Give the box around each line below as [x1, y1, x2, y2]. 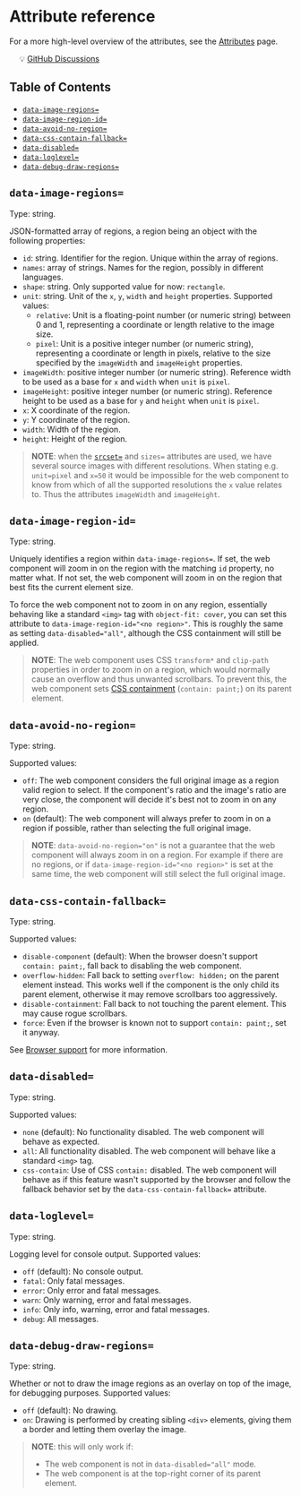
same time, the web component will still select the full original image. [30, 869, 286, 880]
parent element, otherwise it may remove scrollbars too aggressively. [21, 989, 278, 1000]
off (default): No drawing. [21, 1405, 118, 1416]
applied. [9, 638, 39, 649]
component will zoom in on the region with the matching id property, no [9, 563, 275, 574]
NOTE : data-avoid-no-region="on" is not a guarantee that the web [30, 840, 276, 851]
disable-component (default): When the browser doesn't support [21, 951, 258, 961]
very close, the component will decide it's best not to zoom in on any [21, 795, 277, 805]
